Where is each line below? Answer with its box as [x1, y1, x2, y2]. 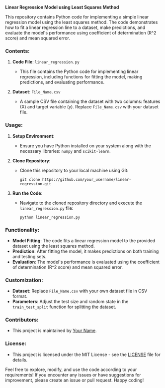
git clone [19, 177, 41, 182]
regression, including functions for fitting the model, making [19, 74, 143, 80]
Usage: [5, 122, 23, 129]
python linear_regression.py [19, 215, 81, 220]
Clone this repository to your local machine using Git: [19, 167, 129, 173]
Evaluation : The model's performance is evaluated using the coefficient [12, 259, 160, 265]
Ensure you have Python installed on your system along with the [19, 142, 152, 149]
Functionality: [5, 226, 40, 233]
